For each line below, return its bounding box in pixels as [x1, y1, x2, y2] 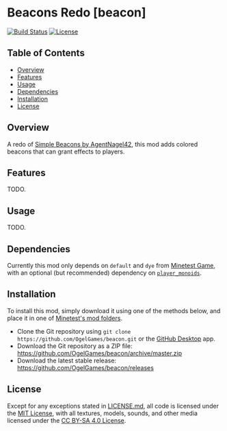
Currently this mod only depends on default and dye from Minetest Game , [7, 262, 215, 269]
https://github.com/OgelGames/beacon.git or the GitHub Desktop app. [16, 334, 215, 343]
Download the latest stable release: [16, 356, 117, 365]
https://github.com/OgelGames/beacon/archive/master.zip [16, 349, 183, 357]
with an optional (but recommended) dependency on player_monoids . [7, 269, 202, 277]
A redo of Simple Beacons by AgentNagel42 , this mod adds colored [7, 140, 198, 148]
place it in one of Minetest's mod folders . [7, 314, 123, 322]
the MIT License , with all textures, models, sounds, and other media [7, 409, 198, 417]
